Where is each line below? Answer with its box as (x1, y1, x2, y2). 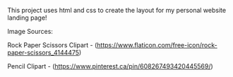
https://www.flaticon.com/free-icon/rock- (96, 41, 217, 49)
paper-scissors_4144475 (7, 49, 80, 57)
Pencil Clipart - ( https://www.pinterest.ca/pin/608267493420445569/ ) (7, 62, 213, 70)
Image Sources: (7, 28, 53, 35)
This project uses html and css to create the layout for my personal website (7, 6, 227, 14)
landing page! (7, 13, 47, 22)
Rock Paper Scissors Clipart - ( (7, 41, 97, 49)
